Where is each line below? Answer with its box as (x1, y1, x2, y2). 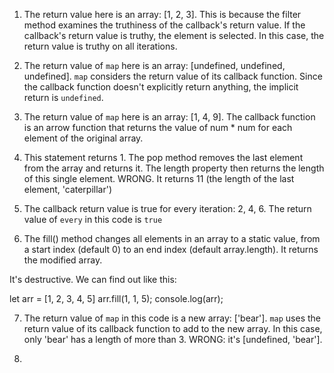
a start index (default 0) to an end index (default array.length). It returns (23, 244, 319, 255)
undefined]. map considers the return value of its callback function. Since (23, 70, 323, 82)
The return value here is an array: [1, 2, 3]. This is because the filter (23, 9, 302, 20)
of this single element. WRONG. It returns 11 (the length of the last (23, 173, 295, 184)
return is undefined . (23, 92, 104, 103)
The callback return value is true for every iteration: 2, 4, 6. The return (23, 203, 312, 214)
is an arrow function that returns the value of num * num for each (23, 122, 293, 133)
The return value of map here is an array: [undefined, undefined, (23, 60, 286, 71)
